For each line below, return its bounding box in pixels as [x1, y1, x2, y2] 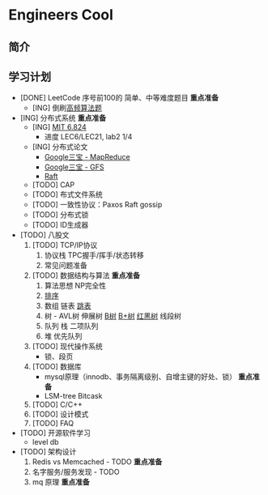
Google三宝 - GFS [44, 162, 104, 172]
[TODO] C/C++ [32, 399, 83, 410]
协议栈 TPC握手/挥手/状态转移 [44, 250, 144, 260]
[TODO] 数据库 [32, 362, 82, 372]
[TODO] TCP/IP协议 [32, 241, 98, 250]
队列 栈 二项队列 [44, 322, 99, 331]
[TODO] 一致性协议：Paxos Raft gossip [32, 200, 163, 210]
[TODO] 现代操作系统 [32, 342, 103, 352]
